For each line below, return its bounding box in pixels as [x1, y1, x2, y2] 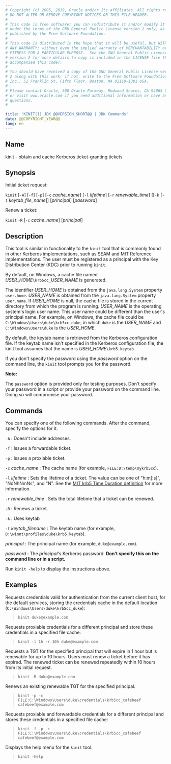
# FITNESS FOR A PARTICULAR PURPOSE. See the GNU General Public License [5, 50, 167, 55]
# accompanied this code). [5, 60, 63, 65]
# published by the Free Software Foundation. [5, 31, 106, 36]
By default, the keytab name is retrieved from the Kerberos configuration [5, 335, 158, 341]
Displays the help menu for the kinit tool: [5, 744, 93, 750]
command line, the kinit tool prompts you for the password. [5, 361, 132, 367]
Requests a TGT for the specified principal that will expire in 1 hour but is [5, 648, 157, 654]
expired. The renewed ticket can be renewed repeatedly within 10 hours [5, 659, 156, 665]
